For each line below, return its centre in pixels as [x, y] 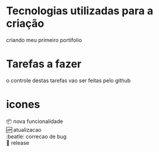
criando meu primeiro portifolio [44, 40]
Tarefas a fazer [44, 64]
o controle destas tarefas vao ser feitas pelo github [69, 80]
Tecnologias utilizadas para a [80, 11]
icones [23, 104]
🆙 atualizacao [24, 129]
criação [25, 23]
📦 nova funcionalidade [35, 121]
